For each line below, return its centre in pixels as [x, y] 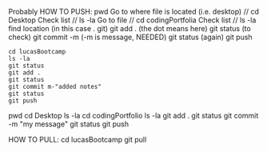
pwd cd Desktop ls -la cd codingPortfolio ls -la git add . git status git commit [133, 116]
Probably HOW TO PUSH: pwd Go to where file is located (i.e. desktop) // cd [134, 12]
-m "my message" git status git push [69, 124]
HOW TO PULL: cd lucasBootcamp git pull [78, 140]
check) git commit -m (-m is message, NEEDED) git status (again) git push [131, 37]
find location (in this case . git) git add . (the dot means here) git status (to [130, 28]
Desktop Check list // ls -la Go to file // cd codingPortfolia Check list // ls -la [132, 20]
